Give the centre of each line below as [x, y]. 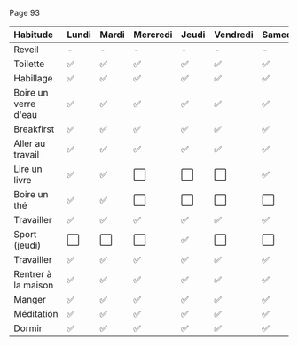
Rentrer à [33, 274]
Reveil [26, 50]
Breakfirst [34, 129]
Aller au [30, 143]
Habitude [34, 35]
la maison [34, 285]
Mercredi [153, 35]
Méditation [36, 314]
